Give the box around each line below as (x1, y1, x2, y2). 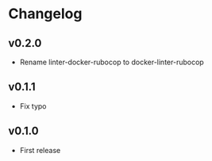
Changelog (8, 5, 83, 23)
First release (19, 145, 61, 155)
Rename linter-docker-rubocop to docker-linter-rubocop (19, 57, 204, 67)
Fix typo (19, 101, 47, 111)
